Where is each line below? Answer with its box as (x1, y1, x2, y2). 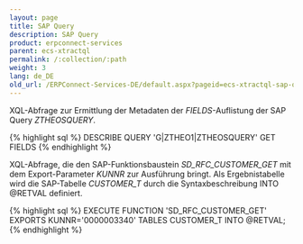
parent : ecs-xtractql (9, 47, 91, 56)
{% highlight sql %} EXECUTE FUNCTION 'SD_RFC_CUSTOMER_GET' (9, 204, 268, 216)
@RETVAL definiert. (9, 187, 83, 198)
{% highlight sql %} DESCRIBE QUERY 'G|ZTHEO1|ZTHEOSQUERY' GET (9, 131, 277, 142)
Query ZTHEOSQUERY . (9, 114, 96, 125)
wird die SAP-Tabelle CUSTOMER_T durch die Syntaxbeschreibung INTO (9, 177, 280, 189)
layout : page (9, 13, 59, 23)
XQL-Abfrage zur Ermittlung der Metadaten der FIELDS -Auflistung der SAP (9, 104, 287, 115)
